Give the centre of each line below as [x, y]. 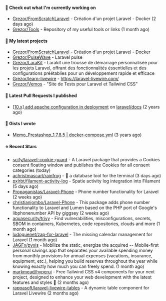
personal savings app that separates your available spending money [83, 250]
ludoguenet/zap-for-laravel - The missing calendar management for [82, 235]
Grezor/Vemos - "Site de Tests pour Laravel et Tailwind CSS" [75, 84]
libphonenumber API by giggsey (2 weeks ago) [61, 213]
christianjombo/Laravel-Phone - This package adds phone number [81, 203]
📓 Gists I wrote [20, 124]
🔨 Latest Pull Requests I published [41, 95]
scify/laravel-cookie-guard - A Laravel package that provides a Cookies [86, 160]
